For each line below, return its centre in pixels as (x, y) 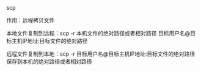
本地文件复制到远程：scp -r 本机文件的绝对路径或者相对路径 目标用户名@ (98, 33)
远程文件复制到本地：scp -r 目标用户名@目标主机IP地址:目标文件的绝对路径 (101, 54)
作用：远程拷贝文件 (31, 20)
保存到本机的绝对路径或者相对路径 (49, 62)
